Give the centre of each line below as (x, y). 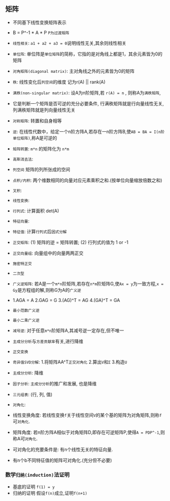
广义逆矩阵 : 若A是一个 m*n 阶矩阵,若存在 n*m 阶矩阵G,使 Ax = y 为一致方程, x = (88, 284)
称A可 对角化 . (25, 438)
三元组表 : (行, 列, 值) (32, 394)
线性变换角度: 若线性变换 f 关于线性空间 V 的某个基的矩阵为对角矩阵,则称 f (87, 415)
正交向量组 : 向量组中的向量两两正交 (48, 253)
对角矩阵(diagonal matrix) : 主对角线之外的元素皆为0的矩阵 (74, 71)
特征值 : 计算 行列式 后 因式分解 (40, 231)
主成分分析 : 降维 (28, 373)
